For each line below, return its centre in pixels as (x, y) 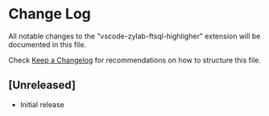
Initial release (42, 104)
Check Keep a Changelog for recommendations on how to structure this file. (135, 60)
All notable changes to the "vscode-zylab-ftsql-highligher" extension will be (134, 36)
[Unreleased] (42, 85)
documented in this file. (48, 44)
